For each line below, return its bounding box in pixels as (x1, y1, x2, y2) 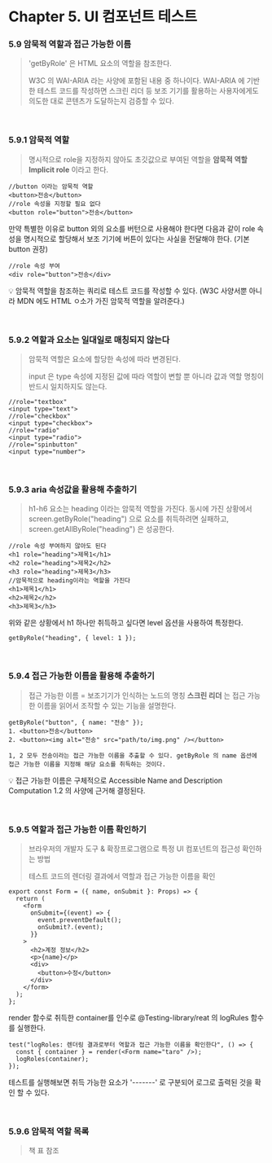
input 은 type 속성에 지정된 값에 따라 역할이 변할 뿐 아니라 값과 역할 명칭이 (28, 371, 265, 381)
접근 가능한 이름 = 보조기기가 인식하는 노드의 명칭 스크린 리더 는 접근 (28, 690, 246, 700)
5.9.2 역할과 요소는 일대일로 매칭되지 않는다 (8, 334, 170, 345)
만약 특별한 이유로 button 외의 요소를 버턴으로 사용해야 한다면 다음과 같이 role (8, 223, 256, 233)
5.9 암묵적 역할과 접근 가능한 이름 (8, 38, 132, 50)
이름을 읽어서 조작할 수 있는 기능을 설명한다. (37, 700, 177, 710)
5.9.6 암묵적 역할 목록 (8, 1126, 90, 1137)
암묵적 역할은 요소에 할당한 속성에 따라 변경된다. (28, 354, 181, 364)
